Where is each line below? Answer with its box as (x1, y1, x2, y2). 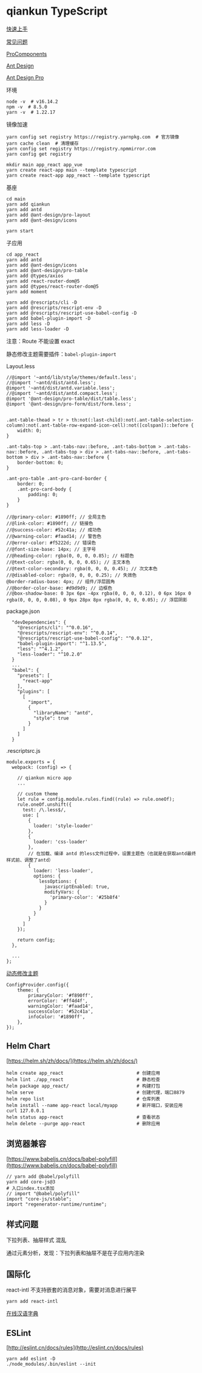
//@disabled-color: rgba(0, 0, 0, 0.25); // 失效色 (6, 572, 137, 578)
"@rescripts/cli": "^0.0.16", (17, 624, 94, 631)
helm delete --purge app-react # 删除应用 (6, 1120, 161, 1127)
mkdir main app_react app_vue (6, 161, 83, 168)
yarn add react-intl (6, 1298, 59, 1305)
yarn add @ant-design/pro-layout (6, 212, 91, 218)
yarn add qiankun (6, 201, 50, 208)
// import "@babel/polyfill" (6, 1190, 80, 1197)
